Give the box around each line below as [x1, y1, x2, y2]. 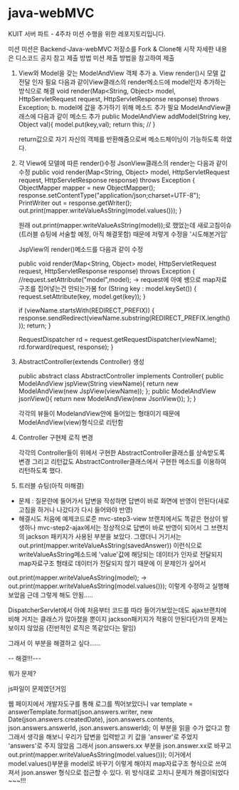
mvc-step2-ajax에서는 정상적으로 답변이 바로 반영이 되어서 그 [37, 523, 209, 532]
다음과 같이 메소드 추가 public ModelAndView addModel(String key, [37, 112, 231, 121]
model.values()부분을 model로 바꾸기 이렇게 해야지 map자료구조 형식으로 [8, 759, 214, 768]
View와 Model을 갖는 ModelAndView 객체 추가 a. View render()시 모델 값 [18, 69, 226, 77]
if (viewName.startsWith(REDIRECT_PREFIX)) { [18, 305, 155, 315]
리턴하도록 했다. [18, 466, 63, 475]
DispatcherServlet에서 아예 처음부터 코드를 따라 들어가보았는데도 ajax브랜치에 [8, 605, 227, 614]
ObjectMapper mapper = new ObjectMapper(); [18, 183, 156, 192]
